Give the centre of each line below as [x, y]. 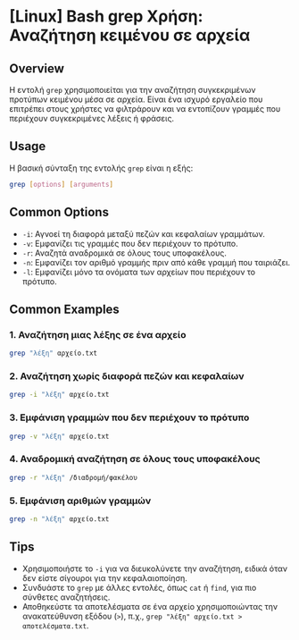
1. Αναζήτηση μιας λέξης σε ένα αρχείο [98, 334]
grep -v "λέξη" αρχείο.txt [59, 436]
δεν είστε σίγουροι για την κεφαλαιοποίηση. [104, 577]
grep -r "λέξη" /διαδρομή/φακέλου [74, 477]
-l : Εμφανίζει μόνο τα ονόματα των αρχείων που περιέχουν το [139, 272]
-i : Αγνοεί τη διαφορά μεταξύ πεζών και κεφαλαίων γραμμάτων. [144, 233]
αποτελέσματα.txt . [55, 625]
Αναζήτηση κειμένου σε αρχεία [130, 35]
